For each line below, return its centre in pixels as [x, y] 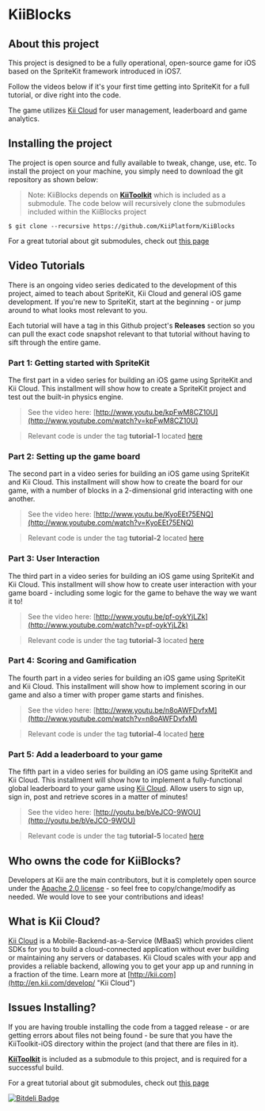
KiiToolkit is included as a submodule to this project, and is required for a [128, 1059]
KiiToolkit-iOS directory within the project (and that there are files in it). [123, 1044]
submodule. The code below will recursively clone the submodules [136, 203]
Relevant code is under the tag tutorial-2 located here [115, 538]
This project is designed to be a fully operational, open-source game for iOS [132, 63]
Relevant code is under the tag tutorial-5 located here [115, 836]
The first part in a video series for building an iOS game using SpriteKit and [131, 380]
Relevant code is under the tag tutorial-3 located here [115, 640]
